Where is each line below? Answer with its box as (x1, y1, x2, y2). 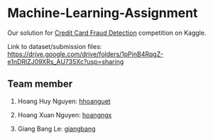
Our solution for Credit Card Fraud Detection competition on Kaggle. (7, 28, 207, 37)
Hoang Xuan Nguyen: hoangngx (17, 110, 112, 119)
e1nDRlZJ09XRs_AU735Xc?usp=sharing (7, 57, 124, 65)
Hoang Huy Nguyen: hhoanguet (17, 97, 111, 105)
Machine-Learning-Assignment (7, 5, 198, 21)
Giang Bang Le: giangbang (17, 124, 96, 133)
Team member (7, 78, 73, 90)
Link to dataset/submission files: (7, 42, 102, 50)
